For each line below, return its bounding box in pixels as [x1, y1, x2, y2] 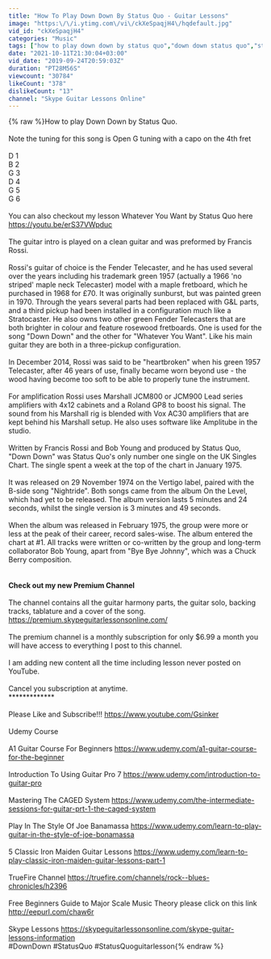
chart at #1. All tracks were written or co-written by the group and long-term [8, 538, 261, 547]
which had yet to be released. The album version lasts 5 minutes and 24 [8, 495, 248, 505]
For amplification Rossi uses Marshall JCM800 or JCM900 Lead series [8, 391, 244, 401]
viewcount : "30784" [8, 72, 74, 80]
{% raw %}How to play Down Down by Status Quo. [8, 116, 178, 126]
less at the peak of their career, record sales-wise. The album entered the [8, 529, 253, 539]
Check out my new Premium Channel [8, 581, 135, 590]
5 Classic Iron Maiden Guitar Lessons [8, 847, 132, 857]
